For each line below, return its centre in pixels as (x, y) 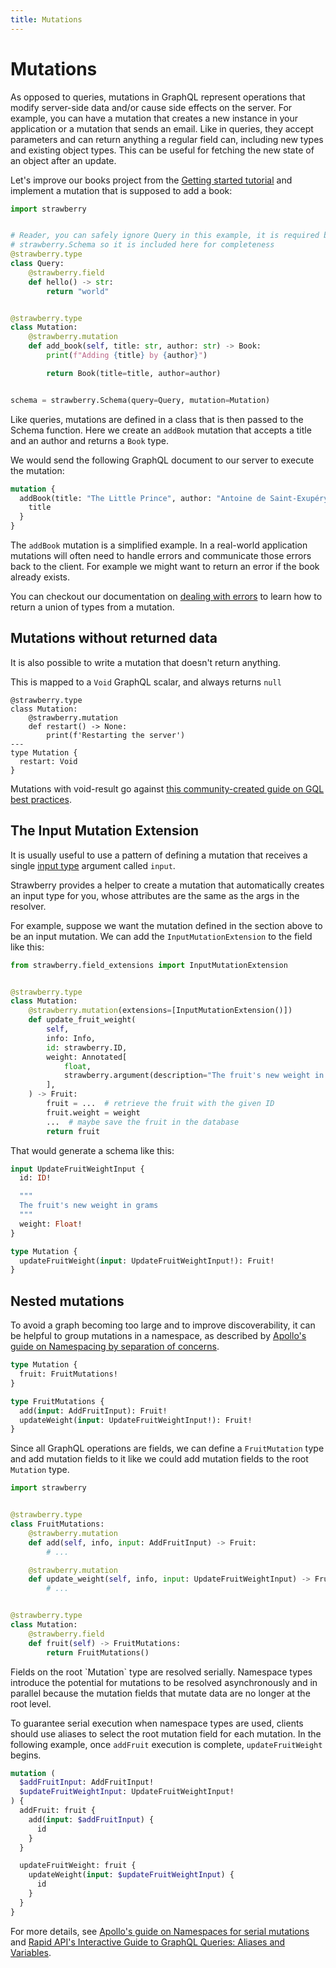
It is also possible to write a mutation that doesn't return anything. (146, 662)
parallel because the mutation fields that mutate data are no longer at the (160, 1693)
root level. (31, 1703)
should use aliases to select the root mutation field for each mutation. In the (166, 1733)
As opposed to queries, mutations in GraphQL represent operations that (158, 97)
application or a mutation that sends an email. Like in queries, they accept (162, 128)
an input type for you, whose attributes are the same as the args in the (155, 895)
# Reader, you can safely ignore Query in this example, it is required (165, 236)
